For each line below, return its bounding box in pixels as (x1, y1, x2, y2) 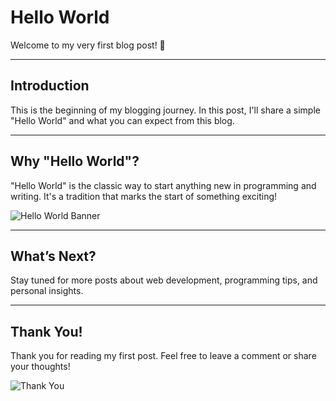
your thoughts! (10, 361, 71, 373)
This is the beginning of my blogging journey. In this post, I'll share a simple (10, 104, 321, 116)
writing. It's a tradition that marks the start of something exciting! (10, 190, 278, 202)
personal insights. (10, 285, 84, 297)
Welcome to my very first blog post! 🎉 (10, 39, 166, 51)
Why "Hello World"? (10, 153, 140, 170)
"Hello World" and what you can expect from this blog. (10, 114, 235, 126)
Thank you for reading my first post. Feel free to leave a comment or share (10, 350, 317, 362)
